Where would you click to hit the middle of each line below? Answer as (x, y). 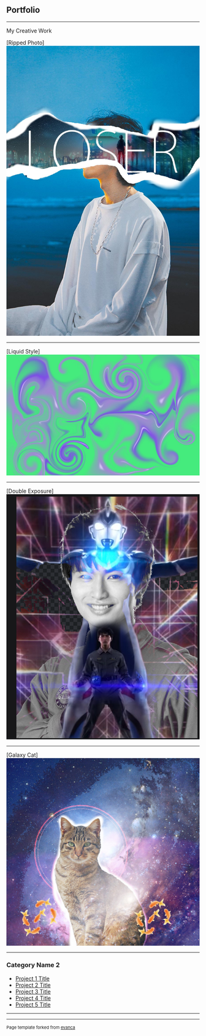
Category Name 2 (33, 965)
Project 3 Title (33, 991)
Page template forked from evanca (41, 1027)
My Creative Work (29, 31)
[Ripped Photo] (25, 42)
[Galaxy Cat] (22, 755)
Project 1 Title (32, 978)
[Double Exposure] (30, 491)
